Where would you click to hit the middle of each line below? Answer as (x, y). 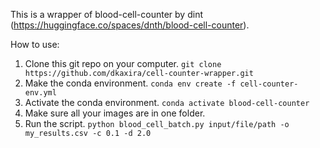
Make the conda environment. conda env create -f (130, 83)
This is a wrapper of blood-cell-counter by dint (106, 14)
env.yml (40, 93)
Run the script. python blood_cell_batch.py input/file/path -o (157, 123)
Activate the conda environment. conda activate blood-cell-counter (167, 102)
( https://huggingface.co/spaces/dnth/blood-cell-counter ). (130, 25)
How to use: (35, 44)
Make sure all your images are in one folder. (115, 113)
